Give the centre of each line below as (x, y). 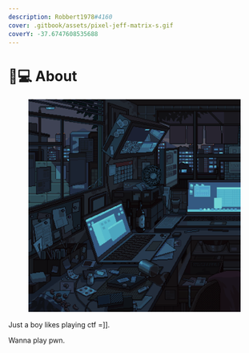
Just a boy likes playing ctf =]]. (59, 325)
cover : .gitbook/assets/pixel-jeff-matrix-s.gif (91, 25)
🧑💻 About (43, 76)
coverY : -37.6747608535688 (53, 34)
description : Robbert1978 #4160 (60, 17)
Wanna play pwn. (37, 340)
